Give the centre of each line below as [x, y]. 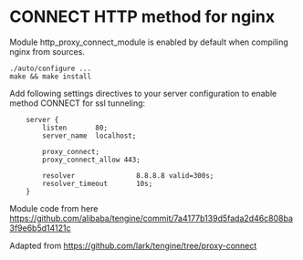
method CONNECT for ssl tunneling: [78, 103]
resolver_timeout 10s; [98, 183]
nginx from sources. [47, 51]
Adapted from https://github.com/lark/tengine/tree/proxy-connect [133, 245]
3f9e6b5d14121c [40, 228]
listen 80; [75, 128]
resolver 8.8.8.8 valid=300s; [128, 175]
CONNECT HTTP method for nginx [142, 17]
